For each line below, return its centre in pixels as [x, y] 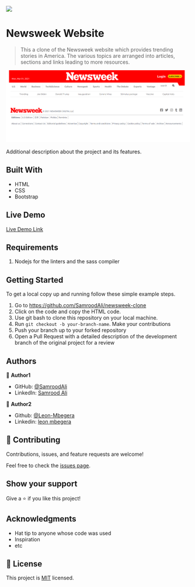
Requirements [32, 248]
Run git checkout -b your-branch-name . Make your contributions [93, 324]
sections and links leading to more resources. [75, 62]
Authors [21, 361]
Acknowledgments [41, 519]
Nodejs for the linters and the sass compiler [67, 262]
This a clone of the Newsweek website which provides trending [97, 49]
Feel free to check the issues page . [48, 465]
